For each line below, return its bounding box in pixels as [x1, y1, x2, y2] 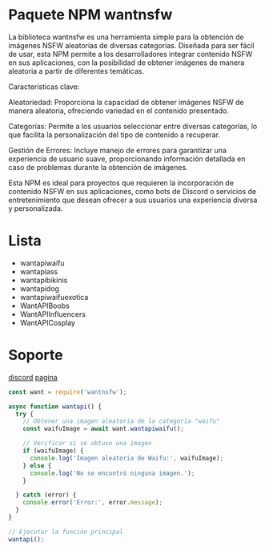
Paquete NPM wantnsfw [8, 6, 173, 24]
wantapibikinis [19, 275, 68, 285]
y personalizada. [8, 203, 63, 213]
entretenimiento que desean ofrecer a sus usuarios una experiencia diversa [8, 195, 258, 205]
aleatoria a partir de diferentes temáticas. [8, 66, 144, 75]
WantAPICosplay [19, 318, 76, 327]
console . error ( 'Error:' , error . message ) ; [22, 499, 163, 507]
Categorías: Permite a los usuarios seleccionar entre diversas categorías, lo [8, 121, 258, 131]
